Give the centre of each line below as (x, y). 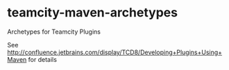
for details (43, 59)
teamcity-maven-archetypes (93, 13)
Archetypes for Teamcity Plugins (54, 32)
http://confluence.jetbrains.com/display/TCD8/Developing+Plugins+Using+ (115, 52)
